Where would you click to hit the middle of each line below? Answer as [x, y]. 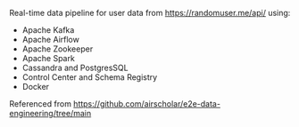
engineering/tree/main [50, 113]
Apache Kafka [48, 30]
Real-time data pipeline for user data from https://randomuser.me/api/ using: [150, 13]
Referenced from [40, 104]
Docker [36, 87]
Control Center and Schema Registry [90, 77]
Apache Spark [49, 58]
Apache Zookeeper [58, 49]
